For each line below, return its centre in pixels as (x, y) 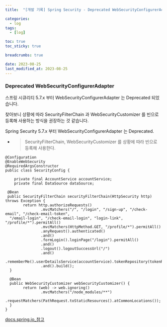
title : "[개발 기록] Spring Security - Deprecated (58, 10)
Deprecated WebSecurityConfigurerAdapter (60, 86)
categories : (17, 19)
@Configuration (21, 157)
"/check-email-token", (46, 214)
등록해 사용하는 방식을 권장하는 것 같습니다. (47, 120)
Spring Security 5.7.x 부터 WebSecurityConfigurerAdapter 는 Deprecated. (80, 131)
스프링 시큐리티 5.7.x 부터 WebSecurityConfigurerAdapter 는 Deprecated (78, 97)
